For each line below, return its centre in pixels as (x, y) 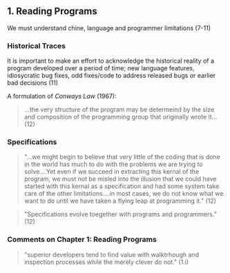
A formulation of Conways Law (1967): (62, 97)
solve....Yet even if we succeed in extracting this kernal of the (112, 172)
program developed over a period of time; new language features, (101, 68)
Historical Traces (36, 45)
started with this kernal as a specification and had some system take (122, 186)
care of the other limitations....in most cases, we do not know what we (124, 194)
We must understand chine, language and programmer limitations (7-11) (109, 28)
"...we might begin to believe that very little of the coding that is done (122, 157)
